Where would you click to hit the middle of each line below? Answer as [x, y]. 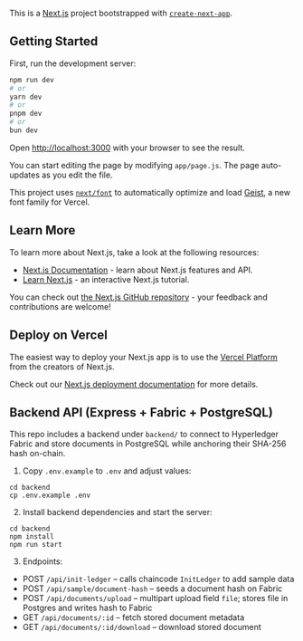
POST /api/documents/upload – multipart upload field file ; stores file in [155, 598]
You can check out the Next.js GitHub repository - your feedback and [139, 297]
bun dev [24, 130]
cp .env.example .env [50, 496]
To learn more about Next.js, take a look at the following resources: [134, 252]
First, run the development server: [73, 63]
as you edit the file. [77, 175]
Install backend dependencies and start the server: [117, 512]
